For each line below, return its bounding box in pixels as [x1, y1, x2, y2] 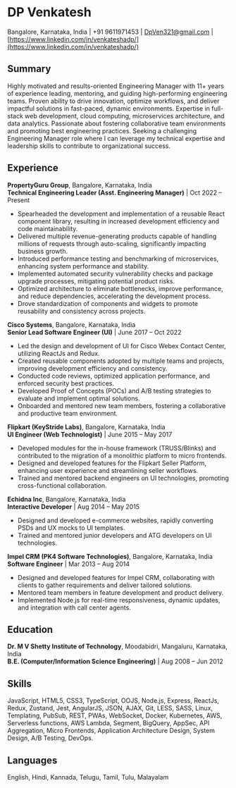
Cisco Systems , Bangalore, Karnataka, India [7, 320, 136, 328]
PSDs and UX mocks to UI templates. [17, 523, 125, 532]
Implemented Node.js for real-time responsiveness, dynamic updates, [17, 596, 221, 604]
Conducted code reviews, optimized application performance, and [17, 371, 210, 380]
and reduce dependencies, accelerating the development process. [17, 292, 211, 300]
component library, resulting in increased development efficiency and [17, 216, 220, 226]
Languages [7, 754, 58, 766]
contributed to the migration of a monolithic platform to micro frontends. [17, 451, 227, 460]
